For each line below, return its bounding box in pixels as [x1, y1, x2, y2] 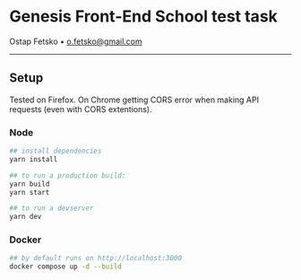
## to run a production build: [9, 171, 126, 180]
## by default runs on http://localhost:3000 [9, 254, 182, 263]
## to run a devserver [9, 204, 94, 213]
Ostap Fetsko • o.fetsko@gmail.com [9, 36, 143, 47]
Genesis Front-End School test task [9, 6, 278, 27]
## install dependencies [9, 146, 102, 156]
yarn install [9, 154, 58, 163]
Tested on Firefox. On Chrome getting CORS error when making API [9, 94, 260, 105]
